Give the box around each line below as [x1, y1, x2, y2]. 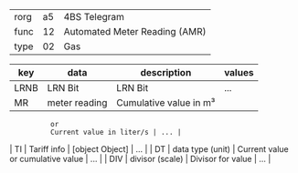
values [223, 66, 254, 78]
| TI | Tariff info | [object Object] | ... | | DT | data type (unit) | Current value [9, 144, 290, 154]
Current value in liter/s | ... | [49, 127, 182, 137]
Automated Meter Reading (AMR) [63, 25, 207, 37]
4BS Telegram [63, 11, 125, 23]
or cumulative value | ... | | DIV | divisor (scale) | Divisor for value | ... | [9, 154, 271, 164]
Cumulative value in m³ [116, 97, 216, 108]
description [140, 66, 192, 78]
